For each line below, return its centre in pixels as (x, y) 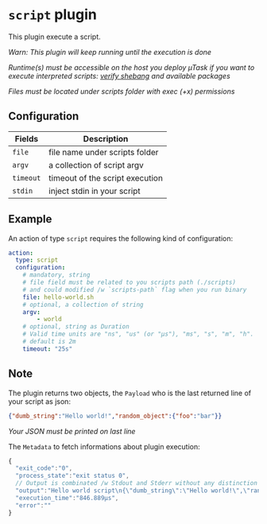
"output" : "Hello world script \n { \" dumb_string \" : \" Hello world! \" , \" (133, 491)
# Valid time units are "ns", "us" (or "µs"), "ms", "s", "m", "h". (138, 334)
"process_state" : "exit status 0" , (72, 476)
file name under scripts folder (104, 152)
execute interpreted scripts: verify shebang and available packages (119, 76)
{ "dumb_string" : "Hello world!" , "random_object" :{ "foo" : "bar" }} (115, 416)
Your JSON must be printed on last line (72, 431)
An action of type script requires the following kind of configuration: (121, 238)
